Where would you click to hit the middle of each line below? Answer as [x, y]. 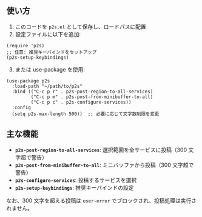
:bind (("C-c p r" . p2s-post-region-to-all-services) [82, 92]
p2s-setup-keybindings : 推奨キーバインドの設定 [74, 187]
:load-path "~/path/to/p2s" [47, 86]
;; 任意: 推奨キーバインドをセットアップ [52, 52]
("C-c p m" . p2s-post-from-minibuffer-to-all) [92, 97]
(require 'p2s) [25, 45]
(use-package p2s [28, 81]
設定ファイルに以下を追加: [48, 34]
